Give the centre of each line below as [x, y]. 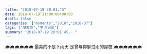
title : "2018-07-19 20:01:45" [36, 9]
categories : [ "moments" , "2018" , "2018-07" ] [49, 23]
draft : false [18, 18]
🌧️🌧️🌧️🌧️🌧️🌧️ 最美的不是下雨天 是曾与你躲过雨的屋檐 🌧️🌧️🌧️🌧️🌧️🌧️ [73, 46]
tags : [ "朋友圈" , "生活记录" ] [32, 28]
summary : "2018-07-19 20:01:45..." [41, 32]
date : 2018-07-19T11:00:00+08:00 [39, 14]
